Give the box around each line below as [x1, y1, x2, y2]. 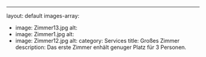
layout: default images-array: [6, 12, 80, 19]
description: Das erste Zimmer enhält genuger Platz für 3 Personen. [15, 44, 187, 51]
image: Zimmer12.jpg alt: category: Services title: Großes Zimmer [15, 37, 180, 44]
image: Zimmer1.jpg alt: [15, 31, 75, 37]
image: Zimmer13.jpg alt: [15, 24, 78, 31]
